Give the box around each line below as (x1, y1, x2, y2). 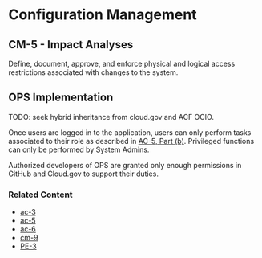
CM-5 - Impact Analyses (8, 38, 134, 51)
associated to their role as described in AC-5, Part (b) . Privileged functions (8, 136, 255, 145)
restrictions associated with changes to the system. (8, 68, 179, 77)
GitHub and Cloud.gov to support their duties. (8, 169, 159, 178)
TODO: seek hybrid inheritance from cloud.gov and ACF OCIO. (8, 112, 215, 121)
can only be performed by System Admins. (8, 145, 150, 154)
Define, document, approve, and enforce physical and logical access (8, 59, 236, 68)
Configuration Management (8, 6, 198, 24)
